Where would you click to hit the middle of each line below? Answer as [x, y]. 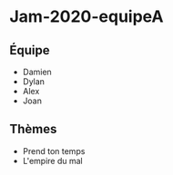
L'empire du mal [53, 160]
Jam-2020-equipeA [86, 17]
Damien [37, 72]
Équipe [30, 50]
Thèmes [33, 129]
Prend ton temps [54, 151]
